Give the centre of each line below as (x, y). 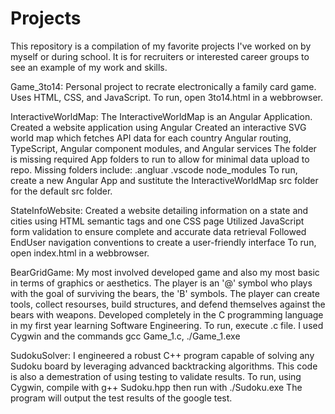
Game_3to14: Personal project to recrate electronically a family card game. (163, 86)
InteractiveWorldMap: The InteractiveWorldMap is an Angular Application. (161, 116)
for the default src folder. (61, 191)
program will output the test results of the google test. (121, 398)
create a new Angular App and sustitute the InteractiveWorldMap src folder (164, 180)
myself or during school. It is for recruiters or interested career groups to (160, 56)
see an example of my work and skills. (89, 67)
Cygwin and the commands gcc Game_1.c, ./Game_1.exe (125, 336)
